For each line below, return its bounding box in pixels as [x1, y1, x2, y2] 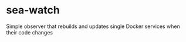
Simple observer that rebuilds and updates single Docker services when [6, 23, 180, 30]
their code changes [6, 29, 53, 36]
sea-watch [6, 3, 60, 17]
